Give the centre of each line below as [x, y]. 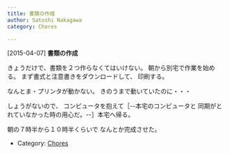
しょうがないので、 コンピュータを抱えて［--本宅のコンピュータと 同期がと [115, 106]
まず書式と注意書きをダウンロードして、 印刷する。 [94, 76]
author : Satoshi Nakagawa [44, 20]
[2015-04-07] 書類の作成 [43, 53]
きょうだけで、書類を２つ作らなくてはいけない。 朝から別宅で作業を [105, 68]
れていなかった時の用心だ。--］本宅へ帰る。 [71, 114]
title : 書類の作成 [31, 14]
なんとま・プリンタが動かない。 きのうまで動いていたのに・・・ [99, 92]
